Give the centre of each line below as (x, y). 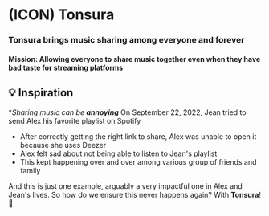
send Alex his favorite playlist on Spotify (75, 120)
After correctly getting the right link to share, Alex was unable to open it (138, 136)
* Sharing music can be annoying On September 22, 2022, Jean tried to (127, 112)
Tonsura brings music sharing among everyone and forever (126, 40)
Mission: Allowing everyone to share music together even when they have (134, 59)
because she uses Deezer (63, 145)
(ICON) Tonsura (61, 15)
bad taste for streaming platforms (65, 67)
